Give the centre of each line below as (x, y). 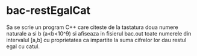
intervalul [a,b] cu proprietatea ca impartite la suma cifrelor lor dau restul (96, 40)
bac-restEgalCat (48, 11)
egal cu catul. (23, 46)
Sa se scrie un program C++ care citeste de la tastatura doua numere (92, 27)
